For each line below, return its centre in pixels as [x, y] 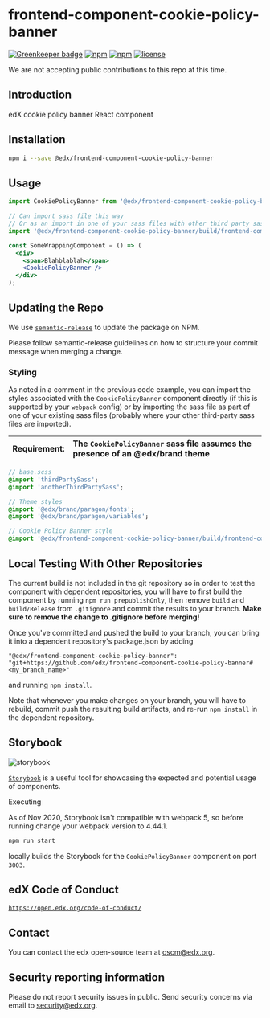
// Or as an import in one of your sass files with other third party [129, 223]
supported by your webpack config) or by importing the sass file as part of [129, 407]
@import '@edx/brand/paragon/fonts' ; [72, 509]
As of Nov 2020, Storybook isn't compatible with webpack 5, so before [126, 817]
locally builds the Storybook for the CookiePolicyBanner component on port [133, 856]
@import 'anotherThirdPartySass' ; [66, 487]
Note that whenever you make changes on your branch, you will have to [127, 700]
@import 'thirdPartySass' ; [53, 480]
